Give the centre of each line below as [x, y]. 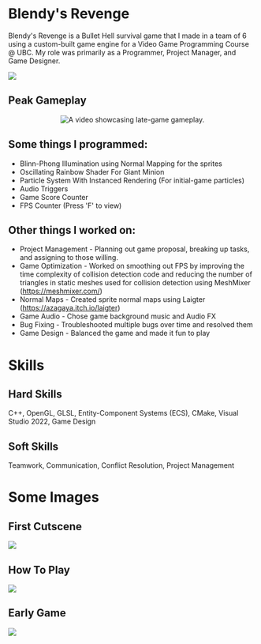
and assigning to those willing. [69, 258]
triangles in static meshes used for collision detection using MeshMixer [135, 283]
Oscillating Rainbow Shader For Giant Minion [92, 171]
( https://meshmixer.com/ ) [61, 291]
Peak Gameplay [47, 101]
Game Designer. [34, 61]
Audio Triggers [44, 188]
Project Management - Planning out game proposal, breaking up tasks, [134, 249]
